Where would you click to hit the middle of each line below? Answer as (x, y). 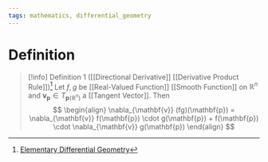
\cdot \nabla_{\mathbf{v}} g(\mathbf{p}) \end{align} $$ (144, 127)
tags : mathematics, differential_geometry (80, 15)
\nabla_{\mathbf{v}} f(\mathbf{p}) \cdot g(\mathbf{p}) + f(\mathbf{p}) (144, 118)
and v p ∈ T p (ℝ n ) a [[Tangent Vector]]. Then (99, 96)
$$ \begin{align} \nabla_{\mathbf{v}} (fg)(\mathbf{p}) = (144, 110)
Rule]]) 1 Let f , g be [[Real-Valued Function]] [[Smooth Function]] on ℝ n (143, 86)
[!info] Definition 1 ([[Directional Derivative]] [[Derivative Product (133, 77)
